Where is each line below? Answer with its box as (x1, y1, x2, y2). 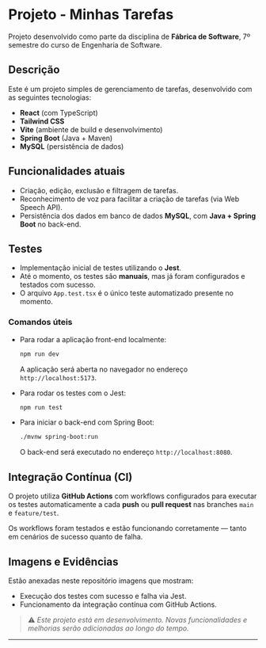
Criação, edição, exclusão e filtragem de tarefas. (19, 185, 179, 195)
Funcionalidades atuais (8, 165, 125, 178)
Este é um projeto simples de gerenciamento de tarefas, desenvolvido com (8, 84, 253, 93)
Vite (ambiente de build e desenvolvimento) (19, 124, 163, 134)
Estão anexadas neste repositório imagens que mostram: (8, 576, 194, 585)
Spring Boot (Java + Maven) (19, 133, 113, 143)
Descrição (8, 63, 60, 77)
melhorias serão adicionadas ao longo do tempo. (27, 623, 189, 633)
